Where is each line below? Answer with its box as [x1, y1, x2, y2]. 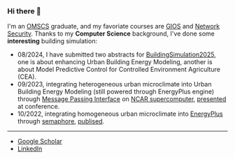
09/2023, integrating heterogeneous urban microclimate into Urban [17, 80, 212, 89]
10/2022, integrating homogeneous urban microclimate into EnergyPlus [17, 109, 223, 118]
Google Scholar [17, 137, 63, 146]
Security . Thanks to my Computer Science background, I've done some [7, 29, 215, 38]
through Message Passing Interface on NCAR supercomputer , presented [17, 95, 227, 103]
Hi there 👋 [7, 6, 42, 16]
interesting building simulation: [7, 37, 98, 45]
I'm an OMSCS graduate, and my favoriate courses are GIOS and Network [7, 22, 220, 31]
